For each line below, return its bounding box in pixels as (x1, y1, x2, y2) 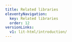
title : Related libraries (5, 7, 58, 12)
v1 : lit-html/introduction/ (9, 29, 68, 34)
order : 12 (9, 20, 30, 26)
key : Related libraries (9, 16, 58, 21)
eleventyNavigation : (5, 12, 48, 16)
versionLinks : (5, 25, 35, 30)
